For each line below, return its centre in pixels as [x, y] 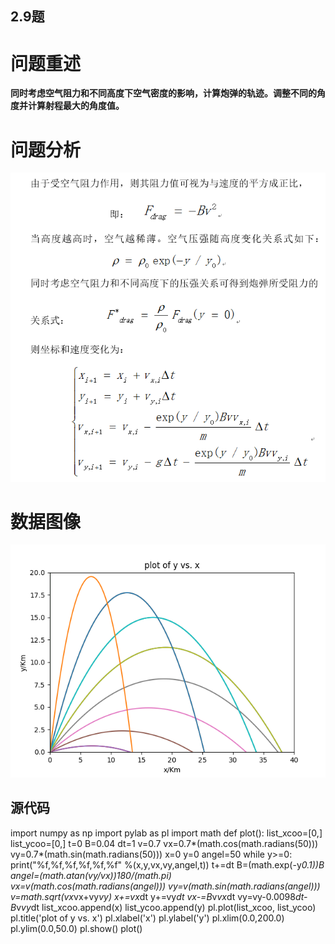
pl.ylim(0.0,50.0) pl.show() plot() [76, 928]
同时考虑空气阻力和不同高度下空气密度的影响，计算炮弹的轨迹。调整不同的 [163, 93]
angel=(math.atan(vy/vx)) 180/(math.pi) [91, 875]
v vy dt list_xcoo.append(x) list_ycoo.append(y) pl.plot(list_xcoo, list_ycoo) [166, 907]
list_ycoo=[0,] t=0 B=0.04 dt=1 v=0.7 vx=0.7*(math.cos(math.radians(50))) [164, 843]
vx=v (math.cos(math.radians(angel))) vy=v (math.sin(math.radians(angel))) [165, 886]
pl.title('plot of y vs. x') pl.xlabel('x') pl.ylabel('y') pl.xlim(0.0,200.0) [147, 918]
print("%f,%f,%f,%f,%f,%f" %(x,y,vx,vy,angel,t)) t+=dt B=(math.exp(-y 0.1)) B [167, 864]
